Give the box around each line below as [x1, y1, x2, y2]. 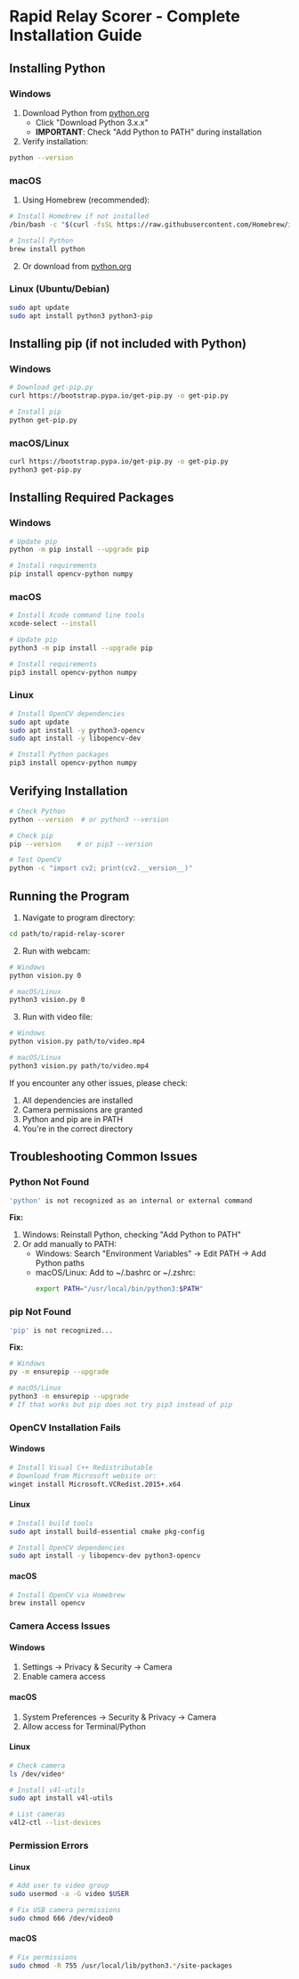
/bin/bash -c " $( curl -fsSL [9, 220, 114, 229]
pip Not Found [9, 1306, 72, 1318]
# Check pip [9, 831, 53, 840]
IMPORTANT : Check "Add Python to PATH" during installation [35, 127, 263, 137]
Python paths [35, 1258, 85, 1269]
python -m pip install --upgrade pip [9, 546, 149, 554]
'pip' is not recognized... [9, 1326, 114, 1334]
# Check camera [9, 1761, 66, 1770]
